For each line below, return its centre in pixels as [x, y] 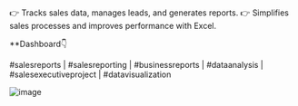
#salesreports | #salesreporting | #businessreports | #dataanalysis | [136, 65]
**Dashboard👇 [39, 44]
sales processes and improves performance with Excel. [113, 26]
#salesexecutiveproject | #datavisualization [90, 74]
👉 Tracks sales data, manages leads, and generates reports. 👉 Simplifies [149, 13]
